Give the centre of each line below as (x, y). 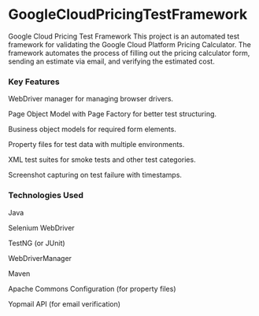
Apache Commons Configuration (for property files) (92, 288)
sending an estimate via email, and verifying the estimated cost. (111, 61)
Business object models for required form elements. (92, 129)
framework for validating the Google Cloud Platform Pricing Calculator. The (130, 44)
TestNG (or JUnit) (37, 243)
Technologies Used (46, 196)
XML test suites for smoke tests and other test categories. (102, 160)
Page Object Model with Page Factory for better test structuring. (113, 114)
